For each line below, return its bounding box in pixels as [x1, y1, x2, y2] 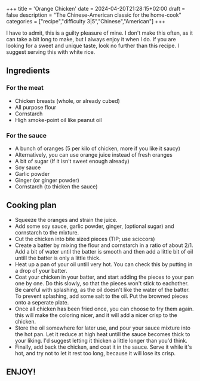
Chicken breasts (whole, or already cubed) [14, 97, 121, 104]
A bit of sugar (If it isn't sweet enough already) [14, 157, 130, 164]
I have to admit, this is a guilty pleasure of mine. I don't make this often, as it [6, 29, 193, 36]
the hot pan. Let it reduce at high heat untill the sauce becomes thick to [14, 330, 190, 337]
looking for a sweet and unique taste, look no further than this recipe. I [6, 42, 179, 49]
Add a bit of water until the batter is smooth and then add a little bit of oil [14, 248, 193, 255]
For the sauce [6, 131, 47, 139]
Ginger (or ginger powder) [14, 176, 79, 184]
